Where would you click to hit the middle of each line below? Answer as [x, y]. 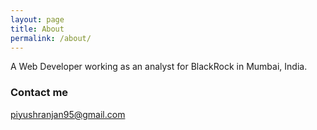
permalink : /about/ [51, 38]
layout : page [37, 19]
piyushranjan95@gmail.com [68, 114]
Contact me [39, 93]
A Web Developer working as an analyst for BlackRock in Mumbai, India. [159, 67]
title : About [37, 29]
